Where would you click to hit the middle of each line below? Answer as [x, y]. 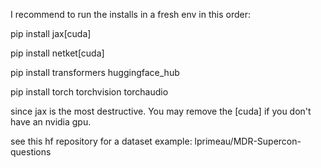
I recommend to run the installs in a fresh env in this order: [130, 14]
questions [31, 152]
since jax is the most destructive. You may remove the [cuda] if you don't [161, 111]
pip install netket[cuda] [57, 53]
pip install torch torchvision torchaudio [89, 92]
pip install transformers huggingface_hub [95, 72]
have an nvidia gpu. [51, 122]
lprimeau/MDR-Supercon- [248, 141]
